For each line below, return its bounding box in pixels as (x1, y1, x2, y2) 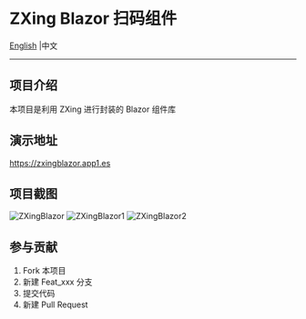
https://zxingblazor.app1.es (9, 157, 111, 168)
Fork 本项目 (22, 265, 66, 276)
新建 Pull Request (22, 299, 88, 310)
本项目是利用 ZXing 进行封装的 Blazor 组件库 (9, 104, 176, 115)
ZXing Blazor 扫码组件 (9, 8, 178, 29)
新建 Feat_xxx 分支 (22, 276, 93, 287)
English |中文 (9, 40, 58, 51)
